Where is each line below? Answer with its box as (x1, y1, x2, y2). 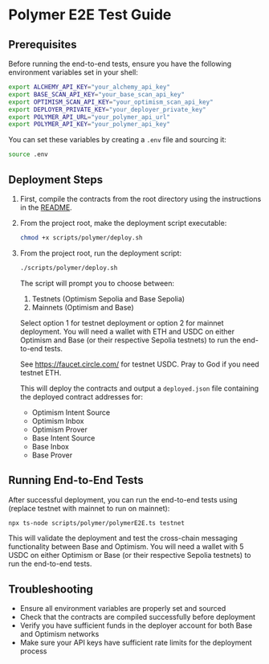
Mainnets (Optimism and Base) (31, 302, 134, 312)
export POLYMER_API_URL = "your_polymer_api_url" (8, 113, 171, 121)
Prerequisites (8, 38, 77, 51)
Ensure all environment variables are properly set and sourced (19, 604, 226, 613)
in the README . (19, 203, 72, 212)
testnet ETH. (19, 367, 62, 377)
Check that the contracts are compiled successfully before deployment (19, 613, 255, 622)
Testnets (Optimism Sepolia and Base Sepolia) (31, 293, 185, 303)
